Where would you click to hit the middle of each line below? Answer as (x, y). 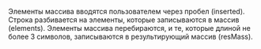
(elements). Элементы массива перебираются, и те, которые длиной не (129, 28)
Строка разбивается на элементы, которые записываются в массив (124, 20)
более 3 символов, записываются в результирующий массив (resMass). (130, 36)
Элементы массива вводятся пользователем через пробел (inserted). (127, 11)
